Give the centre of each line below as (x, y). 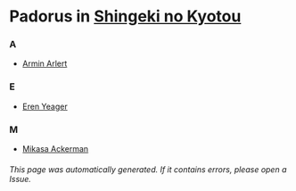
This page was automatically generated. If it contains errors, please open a (148, 169)
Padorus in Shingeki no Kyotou (125, 17)
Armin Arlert (45, 63)
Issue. (20, 179)
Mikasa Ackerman (55, 149)
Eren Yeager (45, 106)
